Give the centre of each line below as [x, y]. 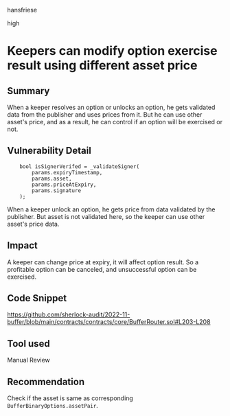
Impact [22, 245]
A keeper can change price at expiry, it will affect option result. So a [103, 262]
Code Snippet [37, 298]
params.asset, [52, 178]
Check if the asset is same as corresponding [70, 398]
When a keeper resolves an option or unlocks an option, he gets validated [111, 107]
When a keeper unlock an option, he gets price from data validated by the [111, 209]
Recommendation [46, 381]
